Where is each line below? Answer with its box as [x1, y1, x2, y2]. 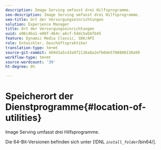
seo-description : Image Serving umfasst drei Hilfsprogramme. [5, 12, 140, 17]
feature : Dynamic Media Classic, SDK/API [5, 36, 95, 41]
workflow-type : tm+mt [5, 54, 51, 60]
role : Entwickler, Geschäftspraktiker [5, 41, 88, 46]
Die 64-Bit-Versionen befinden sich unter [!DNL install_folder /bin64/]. [5, 139, 156, 145]
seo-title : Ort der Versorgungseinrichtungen [5, 17, 103, 22]
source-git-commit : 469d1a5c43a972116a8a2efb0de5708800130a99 [5, 50, 140, 55]
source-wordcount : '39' [5, 59, 56, 65]
